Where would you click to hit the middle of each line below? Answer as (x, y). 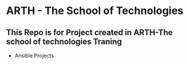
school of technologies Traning (64, 41)
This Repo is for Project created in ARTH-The (90, 32)
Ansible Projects (34, 56)
